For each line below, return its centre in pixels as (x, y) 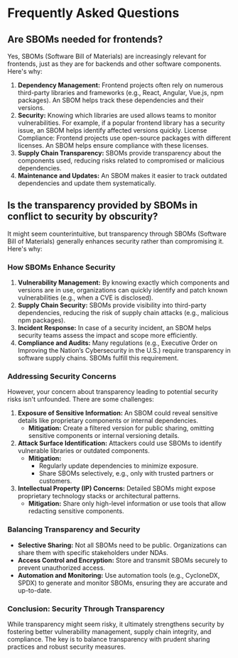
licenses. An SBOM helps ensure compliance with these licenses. (113, 146)
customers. (55, 481)
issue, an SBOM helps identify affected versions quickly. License (112, 130)
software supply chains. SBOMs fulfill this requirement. (98, 358)
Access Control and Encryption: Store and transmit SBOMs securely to (123, 560)
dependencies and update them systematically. (87, 183)
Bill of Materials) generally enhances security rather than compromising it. (116, 241)
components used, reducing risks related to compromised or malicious (121, 160)
